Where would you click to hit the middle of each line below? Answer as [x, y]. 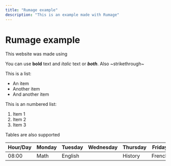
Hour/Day [20, 147]
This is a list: [18, 74]
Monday [47, 147]
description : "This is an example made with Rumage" [62, 15]
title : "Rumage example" [32, 10]
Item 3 [19, 125]
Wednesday [103, 147]
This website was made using [36, 54]
